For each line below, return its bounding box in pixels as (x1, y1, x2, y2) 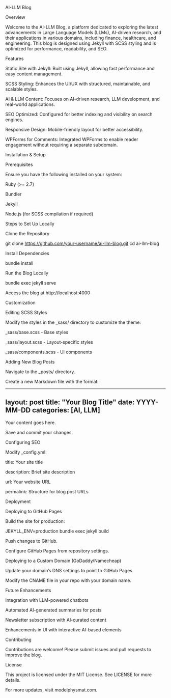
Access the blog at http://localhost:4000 (5, 290, 91, 296)
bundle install (5, 260, 34, 266)
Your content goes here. (5, 420, 56, 426)
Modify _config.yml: (5, 449, 47, 455)
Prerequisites (5, 161, 33, 167)
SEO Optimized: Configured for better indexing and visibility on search (5, 111, 153, 117)
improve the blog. (5, 652, 42, 658)
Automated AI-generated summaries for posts (5, 607, 102, 613)
